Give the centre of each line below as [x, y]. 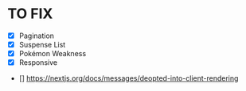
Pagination [37, 36]
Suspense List [42, 45]
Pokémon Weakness [53, 54]
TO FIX [30, 14]
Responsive [38, 63]
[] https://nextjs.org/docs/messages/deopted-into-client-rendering [129, 78]
